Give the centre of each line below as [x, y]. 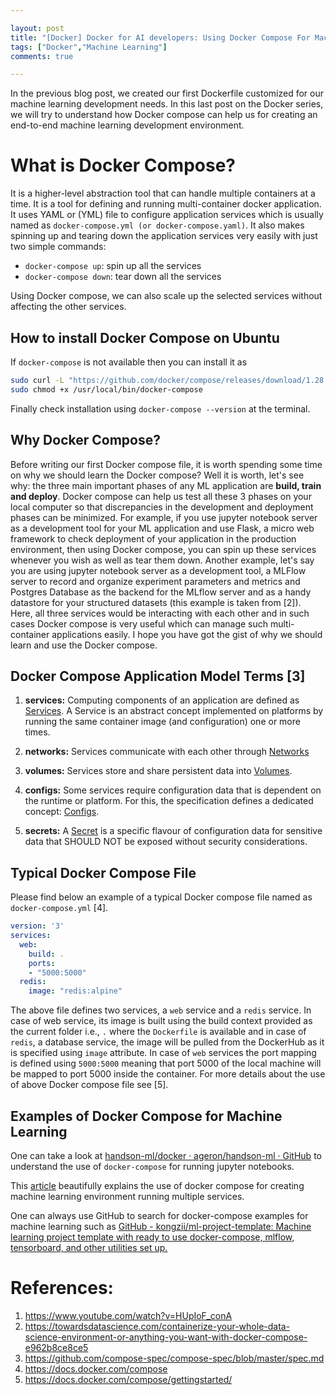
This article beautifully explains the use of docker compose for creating [157, 1185]
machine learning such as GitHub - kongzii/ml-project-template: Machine [161, 1226]
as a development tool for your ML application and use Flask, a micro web [162, 528]
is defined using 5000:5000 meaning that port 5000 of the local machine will [166, 1063]
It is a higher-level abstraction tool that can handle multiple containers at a [163, 193]
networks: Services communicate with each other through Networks [167, 752]
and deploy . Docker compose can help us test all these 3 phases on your [161, 496]
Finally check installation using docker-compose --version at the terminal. [160, 408]
